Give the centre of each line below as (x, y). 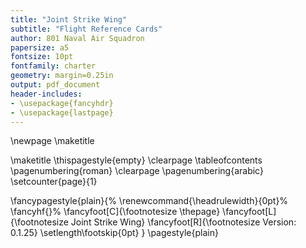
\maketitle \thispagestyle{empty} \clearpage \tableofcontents (136, 160)
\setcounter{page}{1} (54, 182)
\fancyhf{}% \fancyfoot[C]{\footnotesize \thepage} (115, 212)
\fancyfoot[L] (249, 212)
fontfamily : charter (53, 66)
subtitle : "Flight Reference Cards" (86, 29)
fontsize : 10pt (42, 57)
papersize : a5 (40, 47)
